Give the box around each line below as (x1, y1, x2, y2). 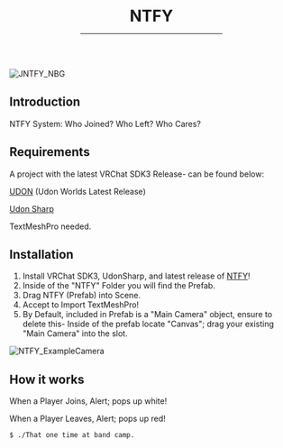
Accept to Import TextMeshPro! (22, 299, 140, 310)
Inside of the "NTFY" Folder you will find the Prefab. (22, 280, 216, 291)
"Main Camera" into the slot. (22, 328, 128, 339)
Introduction (9, 95, 81, 110)
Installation (9, 247, 74, 262)
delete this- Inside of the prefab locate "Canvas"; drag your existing (22, 318, 275, 330)
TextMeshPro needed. (9, 221, 92, 232)
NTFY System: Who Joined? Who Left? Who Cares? (9, 118, 201, 129)
